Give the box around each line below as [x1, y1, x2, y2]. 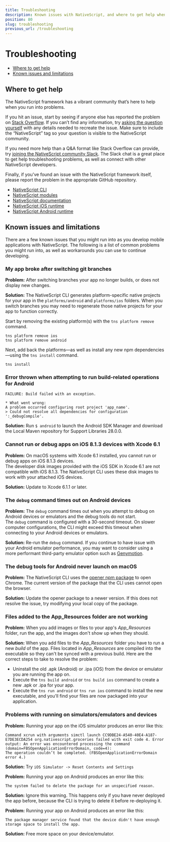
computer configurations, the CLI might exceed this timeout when [5, 524, 142, 530]
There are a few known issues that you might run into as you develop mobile [5, 236, 164, 242]
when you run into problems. [5, 104, 65, 110]
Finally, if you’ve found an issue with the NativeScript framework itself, [5, 171, 152, 177]
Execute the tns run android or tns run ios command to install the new [12, 688, 163, 694]
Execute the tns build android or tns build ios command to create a [12, 677, 159, 683]
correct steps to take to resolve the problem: [5, 656, 98, 662]
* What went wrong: [5, 400, 47, 406]
